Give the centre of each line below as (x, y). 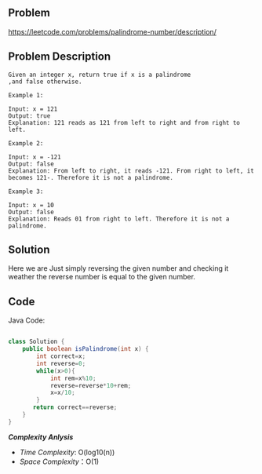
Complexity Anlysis (41, 437)
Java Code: (27, 320)
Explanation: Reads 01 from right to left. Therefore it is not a (119, 219)
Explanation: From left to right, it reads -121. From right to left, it (131, 171)
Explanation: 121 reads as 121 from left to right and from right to (124, 122)
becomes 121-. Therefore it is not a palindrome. (91, 177)
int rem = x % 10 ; (73, 378)
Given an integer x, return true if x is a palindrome (100, 75)
